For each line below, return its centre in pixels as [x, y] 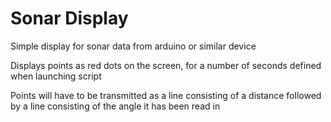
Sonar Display [69, 18]
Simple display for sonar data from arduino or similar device [133, 46]
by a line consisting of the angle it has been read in [115, 106]
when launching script [56, 76]
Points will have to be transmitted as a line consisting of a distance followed [166, 95]
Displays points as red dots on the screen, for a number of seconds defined [166, 65]
